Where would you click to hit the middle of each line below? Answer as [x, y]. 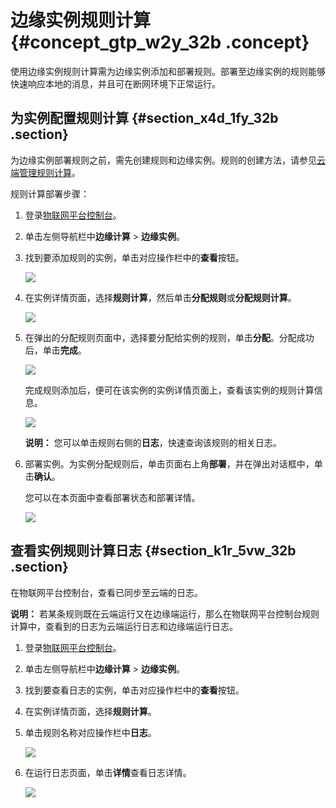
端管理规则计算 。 [45, 172]
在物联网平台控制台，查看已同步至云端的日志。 [106, 592]
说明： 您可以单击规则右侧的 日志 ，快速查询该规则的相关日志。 [153, 442]
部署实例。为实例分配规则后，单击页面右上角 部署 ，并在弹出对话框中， [169, 463]
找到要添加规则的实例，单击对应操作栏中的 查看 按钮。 [134, 257]
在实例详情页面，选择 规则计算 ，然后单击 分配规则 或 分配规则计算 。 [160, 297]
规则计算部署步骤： [50, 193]
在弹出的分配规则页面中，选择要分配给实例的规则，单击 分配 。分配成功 [169, 337]
